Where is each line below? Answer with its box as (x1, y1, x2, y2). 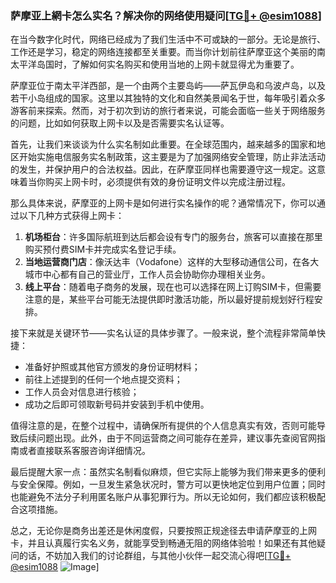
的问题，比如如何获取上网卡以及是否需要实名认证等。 (10, 117, 230, 129)
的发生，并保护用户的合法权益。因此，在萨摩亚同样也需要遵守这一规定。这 (10, 163, 317, 176)
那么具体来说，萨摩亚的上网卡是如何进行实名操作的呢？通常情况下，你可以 (10, 197, 317, 209)
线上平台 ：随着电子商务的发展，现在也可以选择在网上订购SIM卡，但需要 (24, 281, 322, 293)
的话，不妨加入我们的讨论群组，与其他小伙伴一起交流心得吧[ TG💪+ (18, 550, 292, 562)
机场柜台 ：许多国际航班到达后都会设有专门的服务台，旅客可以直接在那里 (24, 231, 323, 243)
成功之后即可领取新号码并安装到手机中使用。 (24, 398, 210, 411)
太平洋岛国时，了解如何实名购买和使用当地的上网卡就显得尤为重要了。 (10, 58, 300, 71)
